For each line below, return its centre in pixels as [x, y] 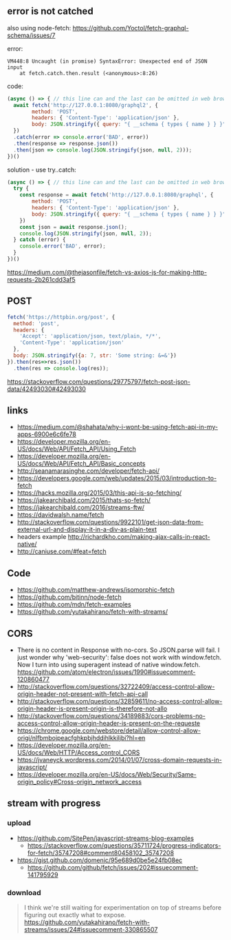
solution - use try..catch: [42, 170]
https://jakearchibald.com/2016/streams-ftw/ [81, 508]
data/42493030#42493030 [46, 389]
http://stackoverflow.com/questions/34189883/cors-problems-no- [111, 716]
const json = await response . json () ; [74, 227]
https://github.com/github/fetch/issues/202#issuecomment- [113, 867]
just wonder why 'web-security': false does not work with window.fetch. [119, 657]
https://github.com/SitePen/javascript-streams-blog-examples [106, 838]
